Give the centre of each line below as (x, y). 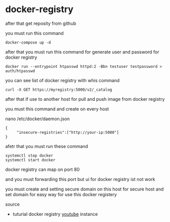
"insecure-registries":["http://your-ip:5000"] (68, 132)
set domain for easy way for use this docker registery (61, 194)
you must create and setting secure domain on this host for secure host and (84, 189)
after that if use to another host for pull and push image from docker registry (85, 99)
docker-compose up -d (28, 42)
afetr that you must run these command (47, 146)
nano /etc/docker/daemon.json (38, 119)
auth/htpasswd (20, 71)
